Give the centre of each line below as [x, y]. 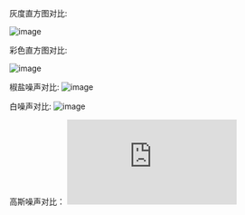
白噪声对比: [31, 106]
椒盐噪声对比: [35, 87]
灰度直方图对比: [38, 13]
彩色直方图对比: [38, 50]
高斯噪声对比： [37, 201]
